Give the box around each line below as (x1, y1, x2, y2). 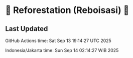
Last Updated (5, 24, 48, 33)
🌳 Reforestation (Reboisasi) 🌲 (5, 4, 129, 16)
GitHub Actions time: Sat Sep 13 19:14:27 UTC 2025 (5, 37, 111, 43)
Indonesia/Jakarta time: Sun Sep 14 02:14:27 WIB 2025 (5, 47, 119, 53)
